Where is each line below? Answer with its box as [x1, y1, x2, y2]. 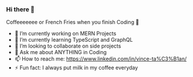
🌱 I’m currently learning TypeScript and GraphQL [14, 36, 134, 43]
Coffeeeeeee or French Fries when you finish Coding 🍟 [6, 19, 139, 26]
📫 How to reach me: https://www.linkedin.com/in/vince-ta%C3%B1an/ [14, 55, 187, 62]
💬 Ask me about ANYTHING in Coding [14, 49, 107, 56]
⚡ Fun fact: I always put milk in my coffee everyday [14, 64, 138, 71]
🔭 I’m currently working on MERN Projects [14, 30, 117, 37]
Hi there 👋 [6, 5, 35, 14]
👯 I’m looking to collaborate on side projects [14, 42, 122, 49]
